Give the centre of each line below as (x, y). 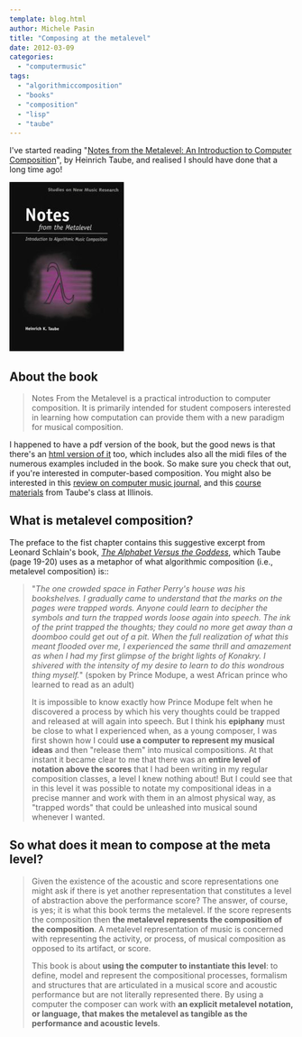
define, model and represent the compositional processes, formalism (160, 975)
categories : (32, 57)
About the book (54, 376)
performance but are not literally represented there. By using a (147, 994)
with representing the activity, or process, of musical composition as (159, 939)
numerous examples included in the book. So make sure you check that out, (150, 463)
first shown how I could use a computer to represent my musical (153, 740)
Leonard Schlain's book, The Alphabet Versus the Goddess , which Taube (145, 552)
